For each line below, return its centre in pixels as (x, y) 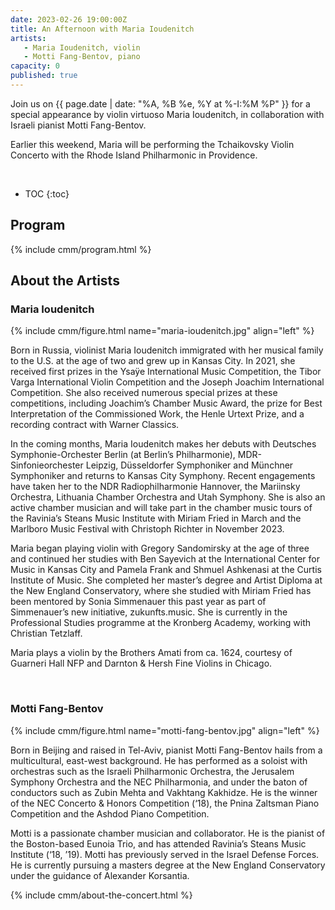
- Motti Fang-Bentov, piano (82, 57)
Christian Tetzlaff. (46, 633)
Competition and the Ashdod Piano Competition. (110, 813)
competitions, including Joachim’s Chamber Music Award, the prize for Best (166, 403)
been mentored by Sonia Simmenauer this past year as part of (138, 602)
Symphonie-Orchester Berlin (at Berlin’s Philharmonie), (123, 455)
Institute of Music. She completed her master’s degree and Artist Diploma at (166, 580)
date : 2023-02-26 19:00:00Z (69, 19)
